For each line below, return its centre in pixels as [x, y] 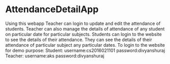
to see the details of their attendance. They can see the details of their [79, 40]
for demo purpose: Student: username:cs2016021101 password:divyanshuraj [85, 50]
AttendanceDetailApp [52, 9]
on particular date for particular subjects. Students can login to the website [83, 34]
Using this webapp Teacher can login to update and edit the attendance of [83, 23]
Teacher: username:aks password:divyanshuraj [55, 56]
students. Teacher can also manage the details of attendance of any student [85, 28]
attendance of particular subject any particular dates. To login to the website [85, 45]
